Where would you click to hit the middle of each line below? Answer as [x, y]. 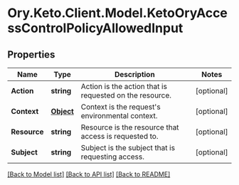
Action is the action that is [124, 86]
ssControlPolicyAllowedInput [95, 28]
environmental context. [119, 116]
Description [134, 74]
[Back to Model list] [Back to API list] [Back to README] [89, 174]
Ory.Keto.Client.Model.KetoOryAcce [117, 13]
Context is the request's [121, 107]
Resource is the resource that [130, 127]
